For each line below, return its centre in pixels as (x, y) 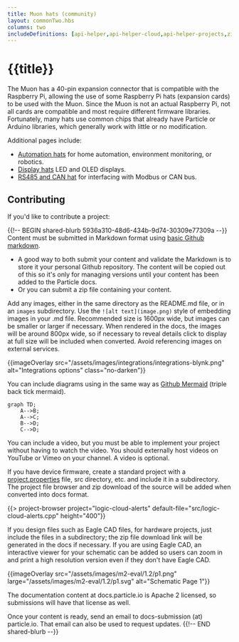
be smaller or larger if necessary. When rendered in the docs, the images (115, 326)
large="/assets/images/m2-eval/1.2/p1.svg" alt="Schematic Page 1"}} (109, 581)
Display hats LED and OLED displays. (72, 170)
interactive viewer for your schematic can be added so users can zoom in (115, 552)
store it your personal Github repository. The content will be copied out (121, 267)
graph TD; (22, 405)
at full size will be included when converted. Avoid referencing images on (115, 341)
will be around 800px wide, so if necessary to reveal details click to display (117, 333)
